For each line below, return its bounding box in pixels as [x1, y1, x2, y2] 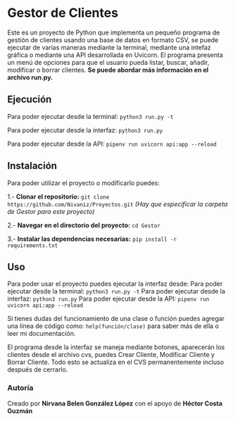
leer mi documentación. [7, 329, 76, 338]
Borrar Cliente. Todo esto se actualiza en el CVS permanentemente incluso [7, 358, 224, 367]
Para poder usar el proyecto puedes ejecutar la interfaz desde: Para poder [7, 279, 223, 288]
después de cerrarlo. [7, 365, 68, 374]
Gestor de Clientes [7, 5, 118, 21]
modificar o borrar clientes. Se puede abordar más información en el [7, 65, 209, 74]
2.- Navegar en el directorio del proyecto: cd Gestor [7, 220, 160, 230]
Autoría [7, 383, 34, 393]
